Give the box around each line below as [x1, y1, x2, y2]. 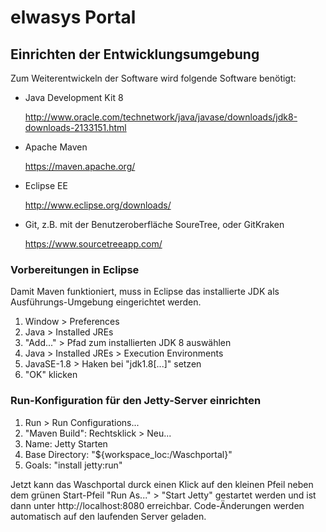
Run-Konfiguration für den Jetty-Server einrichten [10, 394, 262, 408]
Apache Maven [24, 141, 88, 153]
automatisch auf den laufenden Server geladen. [10, 510, 207, 522]
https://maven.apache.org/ [24, 161, 136, 172]
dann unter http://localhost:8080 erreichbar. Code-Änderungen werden [10, 499, 305, 511]
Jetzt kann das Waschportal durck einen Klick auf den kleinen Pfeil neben [10, 478, 314, 490]
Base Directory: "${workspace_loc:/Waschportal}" [24, 448, 233, 460]
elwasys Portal [10, 6, 137, 29]
